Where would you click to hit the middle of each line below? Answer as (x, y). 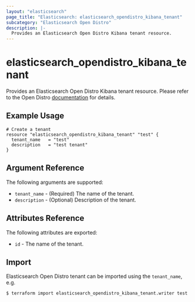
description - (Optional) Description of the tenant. (75, 200)
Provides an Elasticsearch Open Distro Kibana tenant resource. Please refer (97, 91)
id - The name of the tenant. (49, 244)
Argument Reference (45, 168)
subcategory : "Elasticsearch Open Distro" (59, 22)
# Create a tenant (28, 129)
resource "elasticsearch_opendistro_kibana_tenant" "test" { (83, 135)
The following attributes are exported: (52, 232)
